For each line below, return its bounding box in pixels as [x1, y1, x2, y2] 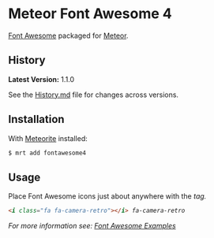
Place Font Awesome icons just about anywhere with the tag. [8, 192, 207, 201]
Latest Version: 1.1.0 [8, 74, 75, 84]
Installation [8, 113, 65, 126]
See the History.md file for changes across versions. [8, 90, 179, 99]
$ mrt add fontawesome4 [8, 149, 87, 157]
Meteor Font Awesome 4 [8, 5, 172, 23]
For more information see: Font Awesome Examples [8, 221, 176, 231]
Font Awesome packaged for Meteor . [8, 31, 129, 40]
